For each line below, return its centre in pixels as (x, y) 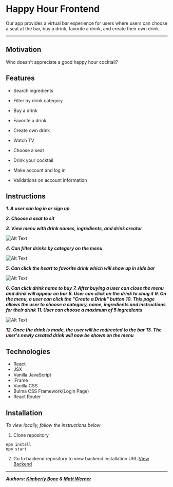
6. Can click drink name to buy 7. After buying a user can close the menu (85, 288)
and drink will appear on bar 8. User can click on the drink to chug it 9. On (86, 294)
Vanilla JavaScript (32, 375)
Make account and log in (39, 170)
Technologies (28, 352)
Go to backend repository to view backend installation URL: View (81, 458)
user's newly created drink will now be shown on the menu (70, 335)
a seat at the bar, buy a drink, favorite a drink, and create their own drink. (83, 28)
